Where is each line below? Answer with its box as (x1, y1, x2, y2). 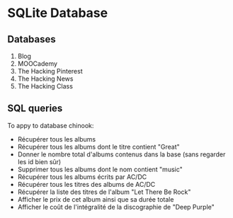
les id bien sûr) (17, 157, 62, 166)
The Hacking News (17, 74, 74, 83)
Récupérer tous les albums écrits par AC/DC (17, 172, 147, 181)
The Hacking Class (17, 82, 73, 90)
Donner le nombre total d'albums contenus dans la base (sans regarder (17, 150, 226, 159)
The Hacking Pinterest (17, 67, 83, 75)
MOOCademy (17, 59, 58, 68)
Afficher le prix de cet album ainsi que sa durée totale (17, 195, 174, 203)
